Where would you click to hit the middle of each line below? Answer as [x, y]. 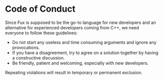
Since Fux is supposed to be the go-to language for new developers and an [81, 22]
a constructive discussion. [38, 58]
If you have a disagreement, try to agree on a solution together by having [85, 53]
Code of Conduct [40, 9]
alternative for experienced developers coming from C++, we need [72, 27]
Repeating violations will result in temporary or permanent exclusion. [74, 72]
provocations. [26, 47]
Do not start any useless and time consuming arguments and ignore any [84, 42]
